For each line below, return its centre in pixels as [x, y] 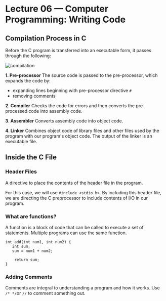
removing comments [34, 96]
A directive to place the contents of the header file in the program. [74, 183]
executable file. [21, 141]
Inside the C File [31, 157]
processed [16, 111]
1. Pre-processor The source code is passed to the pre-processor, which [81, 75]
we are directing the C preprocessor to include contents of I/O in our [77, 198]
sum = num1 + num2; [32, 251]
